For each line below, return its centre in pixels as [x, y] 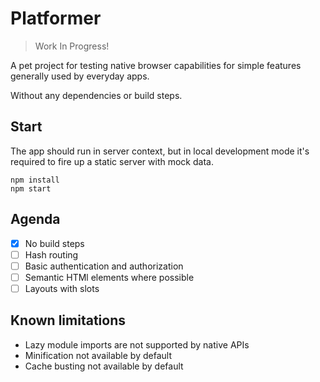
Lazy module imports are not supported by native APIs [137, 344]
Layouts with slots [62, 288]
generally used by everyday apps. [80, 76]
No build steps [54, 243]
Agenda [35, 219]
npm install [35, 180]
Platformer [56, 18]
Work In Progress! [72, 46]
